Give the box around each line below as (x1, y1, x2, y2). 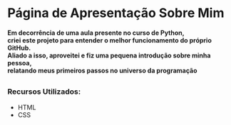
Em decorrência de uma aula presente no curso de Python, (7, 28, 185, 37)
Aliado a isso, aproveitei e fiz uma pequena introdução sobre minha (7, 51, 211, 60)
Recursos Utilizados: (7, 87, 81, 97)
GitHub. (7, 43, 31, 52)
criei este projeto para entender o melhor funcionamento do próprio (7, 36, 212, 44)
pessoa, (7, 58, 32, 67)
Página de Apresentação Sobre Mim (7, 5, 225, 21)
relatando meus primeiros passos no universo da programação (7, 66, 197, 75)
